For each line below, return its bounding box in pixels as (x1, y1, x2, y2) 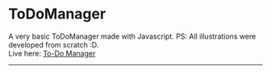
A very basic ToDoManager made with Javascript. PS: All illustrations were (8, 31, 256, 41)
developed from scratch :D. (8, 39, 99, 49)
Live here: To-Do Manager (8, 48, 96, 58)
